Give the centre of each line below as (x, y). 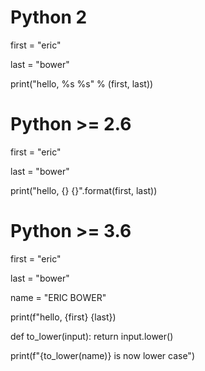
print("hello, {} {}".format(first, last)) (84, 190)
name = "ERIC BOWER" (58, 297)
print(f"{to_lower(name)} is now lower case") (102, 355)
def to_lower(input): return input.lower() (92, 336)
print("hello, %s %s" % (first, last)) (82, 83)
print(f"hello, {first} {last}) (63, 317)
